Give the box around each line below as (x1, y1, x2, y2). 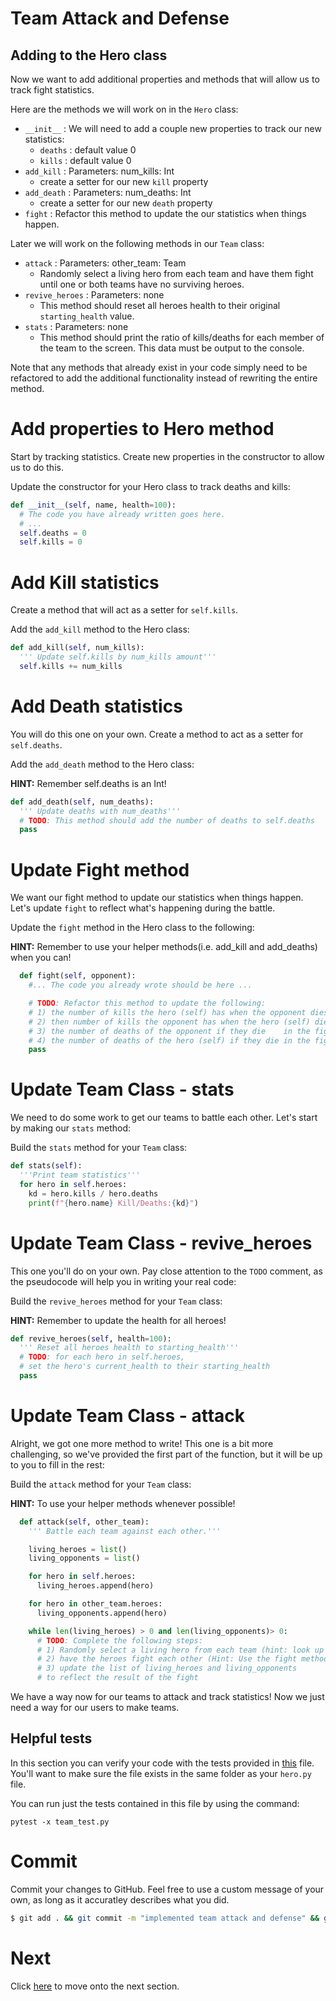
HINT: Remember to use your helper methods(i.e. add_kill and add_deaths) (10, 941, 318, 953)
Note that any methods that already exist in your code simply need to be (10, 362, 308, 373)
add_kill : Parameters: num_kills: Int (24, 165, 175, 177)
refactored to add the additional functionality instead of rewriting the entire (10, 372, 318, 384)
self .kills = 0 (19, 537, 83, 547)
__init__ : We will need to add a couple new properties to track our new (24, 123, 322, 134)
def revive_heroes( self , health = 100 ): (10, 1333, 172, 1344)
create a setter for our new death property (39, 197, 213, 209)
